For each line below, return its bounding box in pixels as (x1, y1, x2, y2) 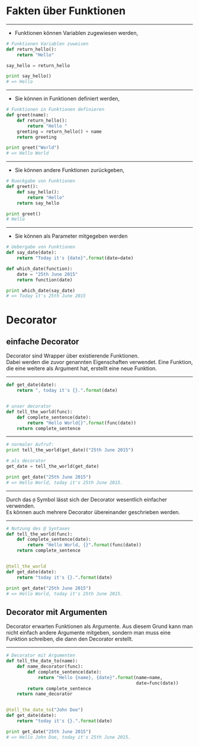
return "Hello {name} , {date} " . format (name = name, (37, 674, 163, 680)
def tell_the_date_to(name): (6, 658, 78, 664)
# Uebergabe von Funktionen (6, 244, 76, 250)
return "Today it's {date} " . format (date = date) (17, 255, 134, 262)
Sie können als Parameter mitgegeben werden (14, 232, 128, 240)
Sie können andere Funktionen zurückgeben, (14, 167, 124, 174)
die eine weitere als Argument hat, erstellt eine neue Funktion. (6, 365, 157, 372)
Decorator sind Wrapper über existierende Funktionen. (6, 352, 139, 359)
